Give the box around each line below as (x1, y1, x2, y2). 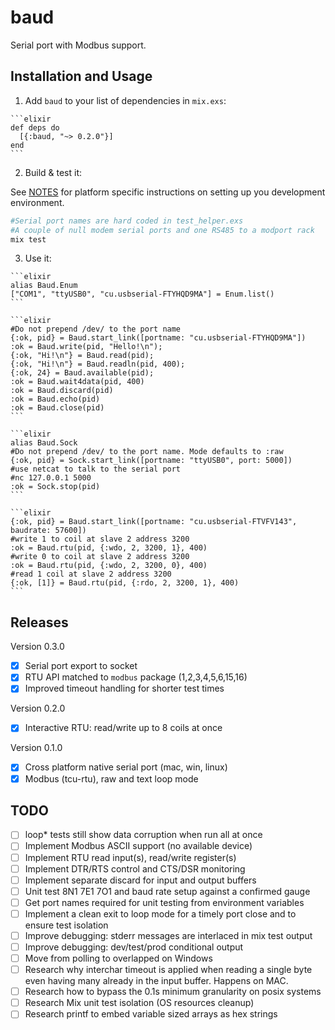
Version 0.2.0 (10, 702, 66, 715)
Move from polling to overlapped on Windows (24, 952, 213, 964)
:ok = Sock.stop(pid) (10, 482, 101, 492)
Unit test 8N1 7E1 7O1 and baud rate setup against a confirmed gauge (24, 885, 311, 897)
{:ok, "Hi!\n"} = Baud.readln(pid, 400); (10, 359, 186, 370)
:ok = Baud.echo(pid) (10, 394, 101, 405)
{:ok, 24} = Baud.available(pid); (10, 368, 155, 378)
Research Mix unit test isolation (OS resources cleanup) (24, 997, 255, 1009)
